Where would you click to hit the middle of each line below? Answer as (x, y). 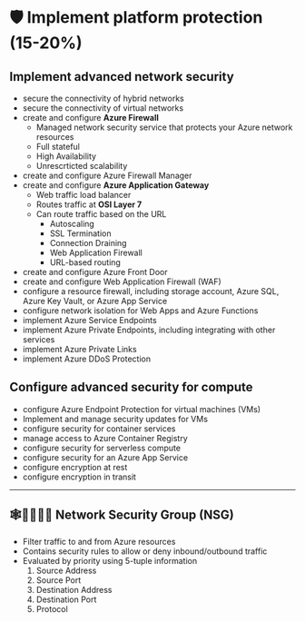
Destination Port (66, 599)
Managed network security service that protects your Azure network (164, 127)
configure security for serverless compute (102, 448)
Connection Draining (88, 243)
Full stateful (58, 147)
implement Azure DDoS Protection (87, 359)
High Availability (66, 156)
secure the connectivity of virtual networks (103, 108)
